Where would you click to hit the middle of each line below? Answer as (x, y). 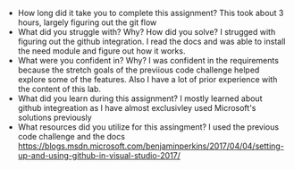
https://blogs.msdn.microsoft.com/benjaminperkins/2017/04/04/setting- (151, 146)
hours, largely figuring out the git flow (87, 22)
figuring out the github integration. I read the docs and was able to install (151, 41)
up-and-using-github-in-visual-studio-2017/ (99, 155)
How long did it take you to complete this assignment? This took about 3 (151, 13)
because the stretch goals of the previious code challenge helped (139, 70)
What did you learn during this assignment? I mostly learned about (140, 98)
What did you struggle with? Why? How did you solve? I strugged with (147, 32)
